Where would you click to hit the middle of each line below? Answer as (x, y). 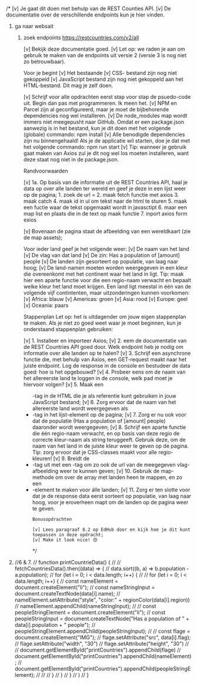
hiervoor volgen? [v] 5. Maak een (64, 384)
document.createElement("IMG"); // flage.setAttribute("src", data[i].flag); (103, 637)
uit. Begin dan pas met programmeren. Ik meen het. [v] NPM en (100, 103)
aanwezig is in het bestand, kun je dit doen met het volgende (97, 128)
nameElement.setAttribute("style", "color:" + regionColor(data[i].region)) (102, 600)
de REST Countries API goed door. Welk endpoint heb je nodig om (103, 347)
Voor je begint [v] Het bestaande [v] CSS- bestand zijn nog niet (100, 73)
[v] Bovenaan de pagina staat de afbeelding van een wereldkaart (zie (107, 231)
